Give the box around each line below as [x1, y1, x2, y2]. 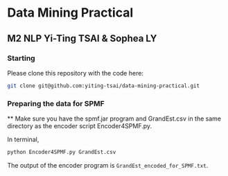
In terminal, [7, 135, 40, 143]
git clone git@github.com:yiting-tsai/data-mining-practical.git [7, 82, 200, 89]
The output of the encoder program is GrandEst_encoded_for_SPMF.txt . [7, 161, 209, 169]
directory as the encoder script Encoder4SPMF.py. [7, 122, 152, 130]
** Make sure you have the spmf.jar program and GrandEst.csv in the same [7, 114, 222, 123]
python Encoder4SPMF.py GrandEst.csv [7, 149, 116, 156]
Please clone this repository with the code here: [7, 69, 144, 77]
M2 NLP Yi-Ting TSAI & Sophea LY [7, 33, 157, 44]
